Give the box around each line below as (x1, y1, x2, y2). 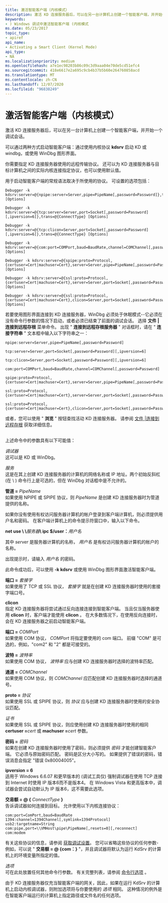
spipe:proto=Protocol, (5, 376, 52, 381)
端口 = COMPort (5, 629, 38, 635)
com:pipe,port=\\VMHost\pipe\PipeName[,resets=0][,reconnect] (5, 826, 137, 831)
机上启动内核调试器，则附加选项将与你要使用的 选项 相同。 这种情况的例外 (5, 886, 158, 892)
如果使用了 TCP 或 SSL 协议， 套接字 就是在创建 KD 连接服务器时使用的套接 (5, 583, 161, 589)
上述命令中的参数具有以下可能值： (5, 437, 75, 443)
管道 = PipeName (5, 488, 41, 494)
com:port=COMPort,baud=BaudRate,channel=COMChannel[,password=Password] (5, 367, 160, 372)
